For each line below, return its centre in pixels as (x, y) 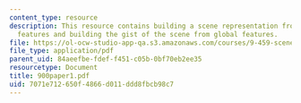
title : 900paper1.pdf (50, 76)
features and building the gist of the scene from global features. (148, 34)
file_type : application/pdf (62, 51)
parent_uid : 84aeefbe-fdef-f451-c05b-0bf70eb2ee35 (106, 59)
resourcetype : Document (54, 68)
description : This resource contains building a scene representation (144, 26)
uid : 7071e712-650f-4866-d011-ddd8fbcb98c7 (92, 84)
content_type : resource (54, 17)
